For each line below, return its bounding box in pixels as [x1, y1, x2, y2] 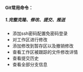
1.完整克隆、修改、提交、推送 [5, 17, 66, 23]
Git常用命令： [5, 4, 33, 10]
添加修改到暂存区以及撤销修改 [12, 43, 74, 49]
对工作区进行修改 [12, 36, 48, 42]
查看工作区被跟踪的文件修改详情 [12, 49, 78, 55]
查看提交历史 [12, 55, 39, 61]
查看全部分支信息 [12, 61, 48, 67]
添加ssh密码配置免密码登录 [12, 30, 68, 36]
